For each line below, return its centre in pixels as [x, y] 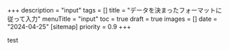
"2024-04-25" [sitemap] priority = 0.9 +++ [69, 27]
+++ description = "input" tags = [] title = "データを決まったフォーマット [112, 10]
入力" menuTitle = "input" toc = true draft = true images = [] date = [122, 19]
